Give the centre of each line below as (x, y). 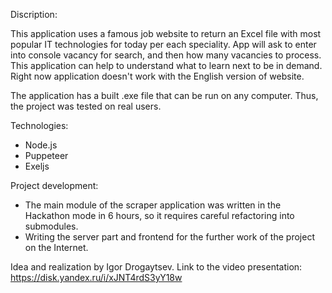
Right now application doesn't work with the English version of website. (157, 76)
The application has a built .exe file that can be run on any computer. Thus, (164, 95)
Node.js (41, 145)
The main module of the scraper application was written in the (153, 205)
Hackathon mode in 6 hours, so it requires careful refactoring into (159, 215)
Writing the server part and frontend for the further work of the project (169, 237)
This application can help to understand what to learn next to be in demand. (166, 65)
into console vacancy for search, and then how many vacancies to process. (166, 55)
